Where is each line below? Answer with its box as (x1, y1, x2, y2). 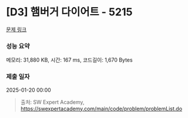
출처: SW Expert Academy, (20, 98, 85, 106)
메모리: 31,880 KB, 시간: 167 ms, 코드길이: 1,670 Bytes (6, 56, 133, 63)
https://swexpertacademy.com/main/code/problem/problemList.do (20, 105, 183, 112)
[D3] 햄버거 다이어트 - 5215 (6, 5, 133, 19)
